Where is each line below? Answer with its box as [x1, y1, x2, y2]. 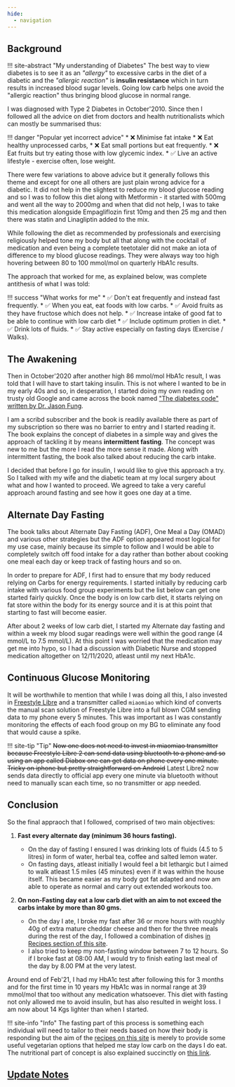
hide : [7, 10, 23, 18]
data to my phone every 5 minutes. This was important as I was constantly [7, 713, 222, 721]
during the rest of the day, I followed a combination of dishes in [27, 931, 211, 940]
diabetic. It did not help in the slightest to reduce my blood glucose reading [7, 185, 224, 194]
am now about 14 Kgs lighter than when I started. [7, 1005, 149, 1013]
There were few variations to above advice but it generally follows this [7, 171, 210, 179]
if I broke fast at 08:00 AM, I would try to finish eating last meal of [27, 954, 218, 962]
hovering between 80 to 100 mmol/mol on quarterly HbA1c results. [7, 259, 199, 267]
